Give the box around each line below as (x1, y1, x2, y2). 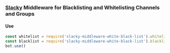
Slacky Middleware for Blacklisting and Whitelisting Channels (5, 4, 160, 11)
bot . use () (5, 43, 26, 48)
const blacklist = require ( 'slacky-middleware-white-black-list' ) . (5, 39, 151, 44)
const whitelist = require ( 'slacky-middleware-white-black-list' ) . (5, 34, 151, 39)
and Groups (5, 10, 35, 17)
